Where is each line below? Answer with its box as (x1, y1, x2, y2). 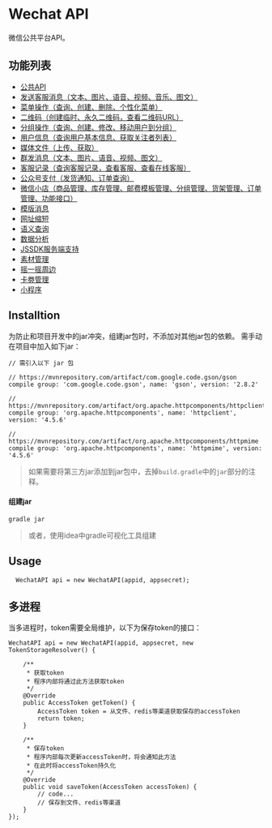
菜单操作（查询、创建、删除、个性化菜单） (19, 102, 163, 112)
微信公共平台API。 (8, 32, 70, 42)
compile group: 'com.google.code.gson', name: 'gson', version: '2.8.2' (8, 380, 259, 388)
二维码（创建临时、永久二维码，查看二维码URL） (19, 112, 184, 122)
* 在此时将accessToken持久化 (26, 762, 117, 770)
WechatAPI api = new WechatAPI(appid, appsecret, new (8, 639, 194, 647)
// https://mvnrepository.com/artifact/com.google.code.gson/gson (8, 373, 237, 381)
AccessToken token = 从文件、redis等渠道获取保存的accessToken (37, 707, 240, 716)
